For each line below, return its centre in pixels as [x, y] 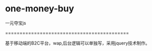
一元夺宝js [16, 23]
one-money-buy [40, 9]
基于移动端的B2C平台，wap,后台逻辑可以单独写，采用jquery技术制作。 [77, 43]
